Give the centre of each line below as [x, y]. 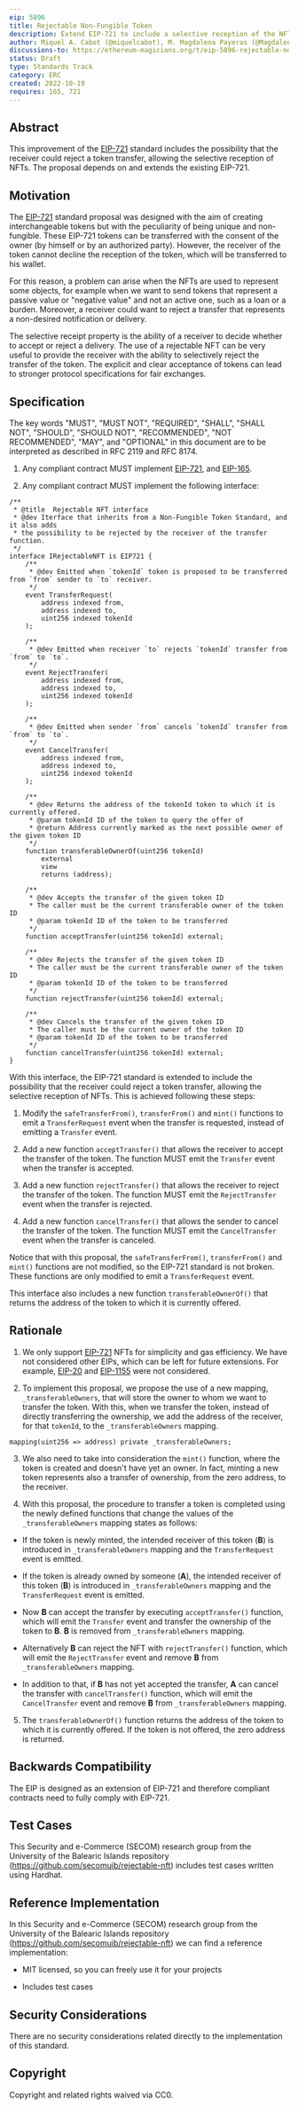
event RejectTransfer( [67, 672]
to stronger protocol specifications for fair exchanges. [108, 374]
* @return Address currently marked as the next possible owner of [156, 827]
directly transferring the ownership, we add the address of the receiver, [153, 1416]
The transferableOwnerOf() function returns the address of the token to [153, 1720]
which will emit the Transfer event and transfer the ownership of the [147, 1621]
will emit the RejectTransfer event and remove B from [120, 1657]
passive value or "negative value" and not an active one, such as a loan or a [148, 300]
